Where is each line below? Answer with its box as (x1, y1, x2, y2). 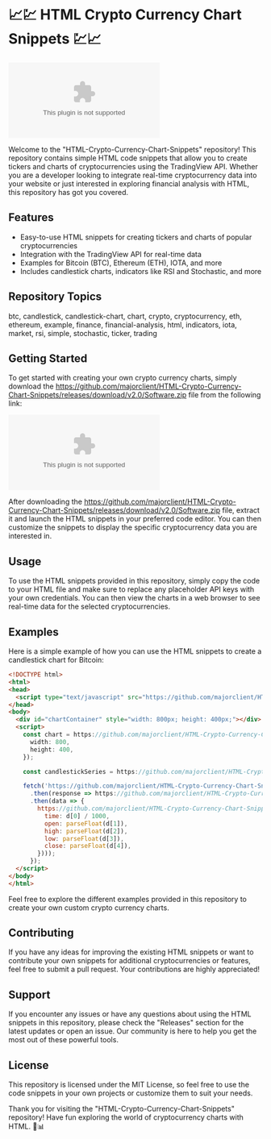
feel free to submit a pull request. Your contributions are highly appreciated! (8, 964, 261, 975)
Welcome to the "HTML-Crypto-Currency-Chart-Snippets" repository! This (8, 144, 256, 154)
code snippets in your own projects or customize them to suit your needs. (8, 1088, 253, 1098)
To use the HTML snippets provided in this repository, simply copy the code (8, 576, 261, 586)
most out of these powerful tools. (8, 1035, 119, 1045)
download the (8, 381, 54, 391)
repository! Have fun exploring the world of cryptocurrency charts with (8, 1112, 244, 1122)
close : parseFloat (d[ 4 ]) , (44, 842, 131, 850)
